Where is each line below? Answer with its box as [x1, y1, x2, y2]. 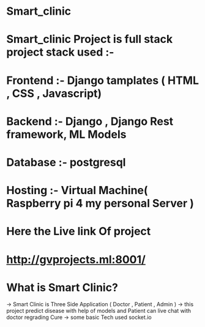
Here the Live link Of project [6, 225, 151, 238]
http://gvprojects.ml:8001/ [6, 252, 146, 266]
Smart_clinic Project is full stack [6, 32, 173, 47]
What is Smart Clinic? [6, 280, 118, 295]
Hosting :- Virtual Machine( [6, 184, 148, 197]
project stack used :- [6, 45, 114, 59]
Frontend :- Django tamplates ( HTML [6, 73, 199, 87]
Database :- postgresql [6, 155, 126, 169]
